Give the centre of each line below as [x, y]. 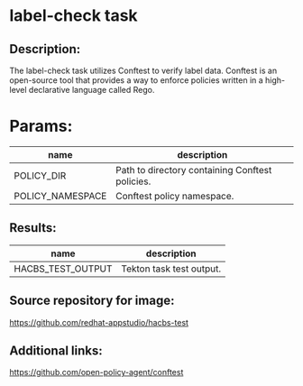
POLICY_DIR [40, 175]
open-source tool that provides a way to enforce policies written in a [136, 80]
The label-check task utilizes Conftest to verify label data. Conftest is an [143, 70]
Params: [41, 126]
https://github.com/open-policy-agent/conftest [96, 372]
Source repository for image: [92, 301]
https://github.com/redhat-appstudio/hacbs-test [99, 322]
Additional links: [56, 350]
